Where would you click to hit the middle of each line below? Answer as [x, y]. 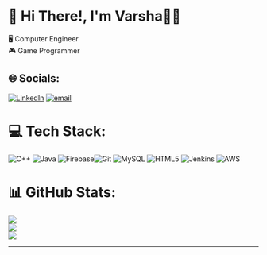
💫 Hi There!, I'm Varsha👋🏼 [95, 16]
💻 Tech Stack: [57, 131]
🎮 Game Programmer [44, 50]
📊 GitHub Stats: [62, 192]
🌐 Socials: [34, 79]
